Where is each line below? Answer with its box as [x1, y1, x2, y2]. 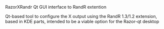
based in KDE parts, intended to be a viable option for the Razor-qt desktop [5, 19, 160, 24]
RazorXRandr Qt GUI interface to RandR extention [5, 4, 107, 10]
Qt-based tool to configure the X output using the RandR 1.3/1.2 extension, [5, 14, 158, 19]
